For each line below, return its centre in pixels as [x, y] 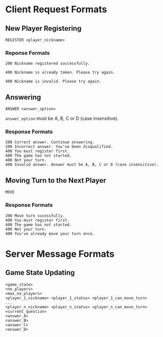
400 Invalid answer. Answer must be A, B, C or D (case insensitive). [82, 165]
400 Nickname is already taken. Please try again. [60, 73]
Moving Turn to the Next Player [56, 180]
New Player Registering [43, 28]
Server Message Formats [60, 254]
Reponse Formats [28, 53]
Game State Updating [40, 273]
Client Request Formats [56, 9]
